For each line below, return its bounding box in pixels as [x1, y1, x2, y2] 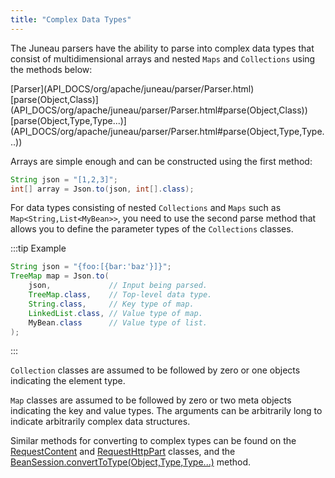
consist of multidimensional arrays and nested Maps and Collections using [10, 52, 316, 65]
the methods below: [10, 63, 93, 75]
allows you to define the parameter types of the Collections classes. [10, 223, 294, 235]
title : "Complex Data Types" [10, 14, 132, 25]
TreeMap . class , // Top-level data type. [28, 290, 213, 300]
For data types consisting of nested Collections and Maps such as [10, 202, 282, 214]
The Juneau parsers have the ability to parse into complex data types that [10, 42, 315, 54]
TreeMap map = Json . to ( [10, 271, 110, 281]
